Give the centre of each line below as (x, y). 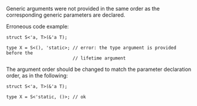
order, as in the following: (37, 76)
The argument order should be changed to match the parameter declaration (99, 69)
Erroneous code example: (38, 26)
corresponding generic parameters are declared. (66, 15)
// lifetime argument (99, 58)
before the (20, 53)
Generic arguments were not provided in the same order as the (83, 9)
